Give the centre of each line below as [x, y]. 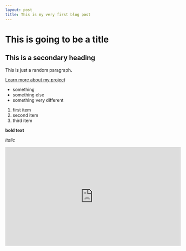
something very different [38, 100]
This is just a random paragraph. [39, 70]
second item [25, 115]
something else [28, 95]
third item [22, 120]
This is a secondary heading [50, 58]
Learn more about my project [35, 80]
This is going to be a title [57, 39]
